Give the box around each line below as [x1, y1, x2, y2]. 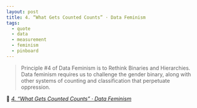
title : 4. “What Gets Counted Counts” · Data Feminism [6, 14, 146, 20]
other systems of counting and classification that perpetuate [20, 77, 171, 84]
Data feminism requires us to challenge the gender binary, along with [20, 70, 192, 78]
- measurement [11, 37, 47, 43]
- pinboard [11, 48, 39, 54]
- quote [11, 25, 31, 32]
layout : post [6, 8, 39, 15]
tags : [6, 20, 20, 26]
